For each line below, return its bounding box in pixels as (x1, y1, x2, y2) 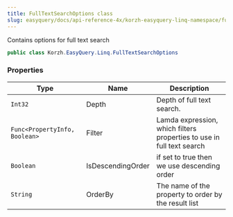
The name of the (156, 181, 210, 191)
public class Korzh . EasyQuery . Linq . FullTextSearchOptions (7, 49, 178, 56)
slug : (7, 17, 23, 24)
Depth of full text (156, 95, 212, 105)
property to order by (156, 189, 223, 199)
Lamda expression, (156, 115, 218, 125)
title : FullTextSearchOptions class (7, 10, 113, 17)
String (10, 190, 33, 198)
